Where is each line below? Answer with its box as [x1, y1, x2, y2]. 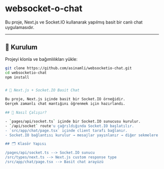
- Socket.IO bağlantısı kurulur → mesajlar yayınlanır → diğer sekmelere [5, 133, 159, 138]
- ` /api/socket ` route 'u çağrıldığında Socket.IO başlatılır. [5, 123, 134, 128]
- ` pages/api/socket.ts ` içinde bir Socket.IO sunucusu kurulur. [5, 119, 141, 124]
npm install [5, 74, 29, 80]
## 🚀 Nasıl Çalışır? [5, 110, 47, 115]
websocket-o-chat [5, 3, 82, 14]
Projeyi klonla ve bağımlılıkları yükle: [5, 56, 78, 62]
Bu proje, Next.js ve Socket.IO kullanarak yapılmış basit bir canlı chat [5, 19, 143, 25]
